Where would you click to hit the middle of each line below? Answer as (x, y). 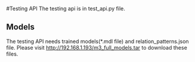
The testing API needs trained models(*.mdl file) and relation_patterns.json (97, 41)
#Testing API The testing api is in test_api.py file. (66, 9)
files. (12, 54)
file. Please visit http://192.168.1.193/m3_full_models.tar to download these (97, 47)
